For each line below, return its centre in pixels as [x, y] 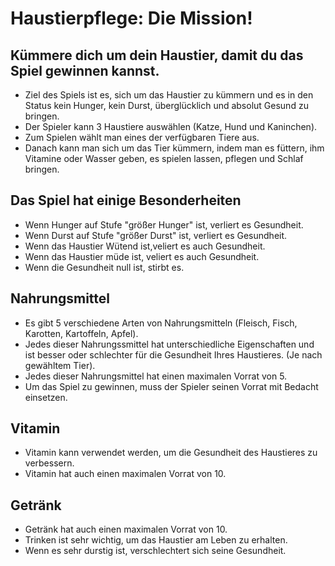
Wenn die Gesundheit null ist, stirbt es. [104, 267]
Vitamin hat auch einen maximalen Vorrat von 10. [125, 474]
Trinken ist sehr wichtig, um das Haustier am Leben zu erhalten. [156, 540]
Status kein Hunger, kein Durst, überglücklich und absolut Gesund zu [166, 105]
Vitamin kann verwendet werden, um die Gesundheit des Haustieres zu [171, 453]
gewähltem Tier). [60, 365]
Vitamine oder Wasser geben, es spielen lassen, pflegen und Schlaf [164, 158]
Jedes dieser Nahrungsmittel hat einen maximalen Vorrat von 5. [156, 376]
